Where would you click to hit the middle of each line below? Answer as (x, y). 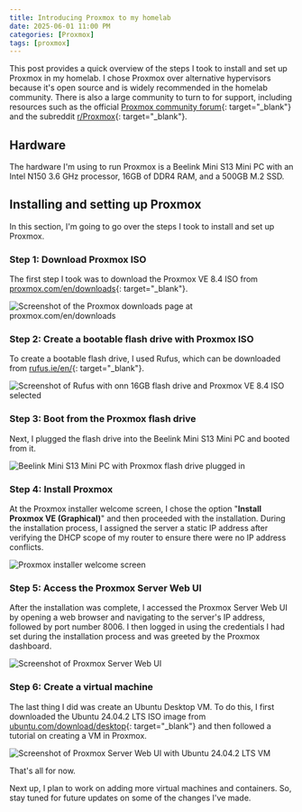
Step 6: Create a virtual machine (81, 687)
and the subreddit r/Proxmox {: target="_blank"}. (98, 117)
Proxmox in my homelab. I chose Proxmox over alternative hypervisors (140, 79)
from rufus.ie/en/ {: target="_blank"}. (77, 369)
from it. (23, 448)
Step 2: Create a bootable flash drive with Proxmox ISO (132, 340)
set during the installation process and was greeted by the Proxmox (135, 637)
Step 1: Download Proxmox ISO (78, 259)
